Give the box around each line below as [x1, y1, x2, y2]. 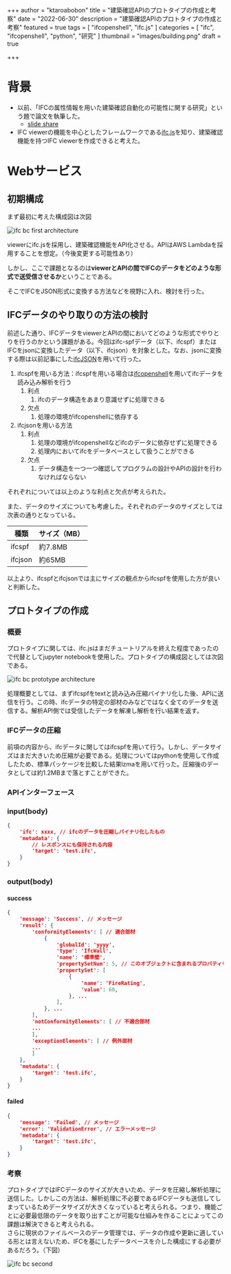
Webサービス [7, 163, 82, 179]
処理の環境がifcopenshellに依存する [37, 412, 139, 421]
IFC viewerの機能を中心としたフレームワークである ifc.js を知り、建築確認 [16, 128, 223, 136]
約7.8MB [38, 542, 67, 552]
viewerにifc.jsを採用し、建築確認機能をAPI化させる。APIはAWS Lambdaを [7, 240, 218, 248]
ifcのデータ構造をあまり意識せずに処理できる [37, 395, 166, 404]
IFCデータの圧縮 [7, 726, 61, 735]
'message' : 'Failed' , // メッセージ [19, 1119, 119, 1126]
